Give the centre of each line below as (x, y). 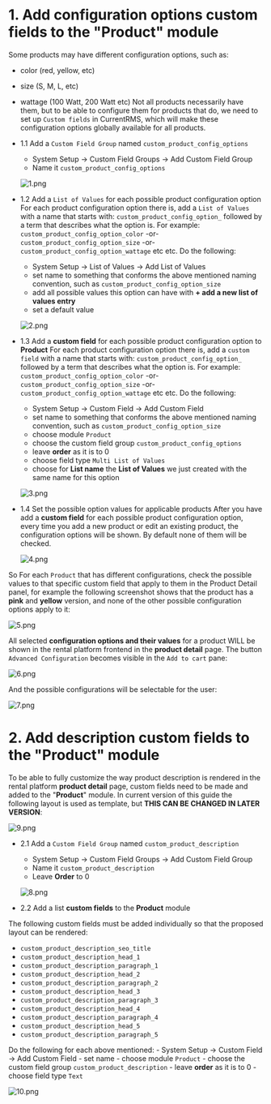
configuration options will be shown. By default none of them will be (133, 535)
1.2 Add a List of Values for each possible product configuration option (140, 199)
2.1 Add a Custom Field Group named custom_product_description (129, 843)
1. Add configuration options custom (133, 15)
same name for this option (76, 477)
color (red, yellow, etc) (57, 70)
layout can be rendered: (48, 932)
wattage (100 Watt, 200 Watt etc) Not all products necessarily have (132, 101)
